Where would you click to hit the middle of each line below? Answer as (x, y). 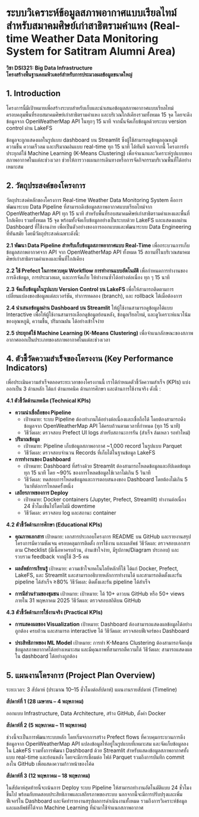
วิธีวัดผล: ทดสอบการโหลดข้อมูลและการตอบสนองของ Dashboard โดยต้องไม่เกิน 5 (106, 480)
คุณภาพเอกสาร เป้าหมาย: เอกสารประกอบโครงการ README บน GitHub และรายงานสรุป (103, 537)
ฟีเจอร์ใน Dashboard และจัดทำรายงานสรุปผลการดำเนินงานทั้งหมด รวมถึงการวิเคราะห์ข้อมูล (97, 801)
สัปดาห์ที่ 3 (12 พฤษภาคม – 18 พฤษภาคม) (48, 776)
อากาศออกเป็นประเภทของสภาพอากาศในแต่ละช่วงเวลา (58, 339)
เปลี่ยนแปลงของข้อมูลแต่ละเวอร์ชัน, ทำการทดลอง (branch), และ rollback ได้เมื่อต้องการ (94, 296)
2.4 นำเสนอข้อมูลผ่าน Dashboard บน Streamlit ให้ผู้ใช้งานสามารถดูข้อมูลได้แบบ (90, 307)
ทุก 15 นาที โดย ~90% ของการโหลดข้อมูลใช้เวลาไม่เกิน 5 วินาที (87, 473)
